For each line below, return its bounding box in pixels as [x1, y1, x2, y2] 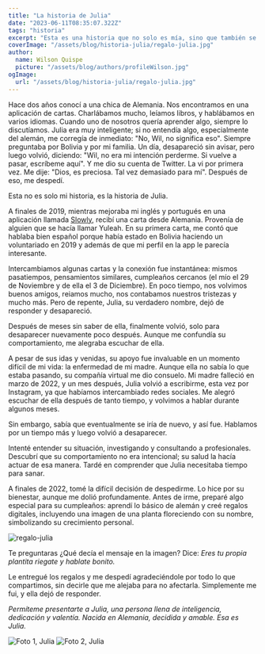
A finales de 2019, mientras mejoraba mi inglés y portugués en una [8, 206, 226, 216]
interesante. [8, 248, 47, 258]
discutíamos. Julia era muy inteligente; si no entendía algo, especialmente [8, 124, 249, 135]
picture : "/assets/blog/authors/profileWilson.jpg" [15, 63, 190, 71]
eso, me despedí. [8, 175, 65, 185]
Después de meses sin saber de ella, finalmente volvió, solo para [8, 321, 220, 331]
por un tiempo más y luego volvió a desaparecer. [8, 427, 168, 437]
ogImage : [8, 71, 37, 78]
